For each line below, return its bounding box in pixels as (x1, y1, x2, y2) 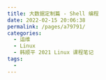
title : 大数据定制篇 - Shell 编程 (7, 10, 99, 17)
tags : (7, 56, 23, 63)
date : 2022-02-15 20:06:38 (7, 17, 86, 24)
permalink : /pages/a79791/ (7, 23, 86, 30)
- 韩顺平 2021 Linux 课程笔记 (13, 49, 94, 56)
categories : (7, 29, 42, 37)
